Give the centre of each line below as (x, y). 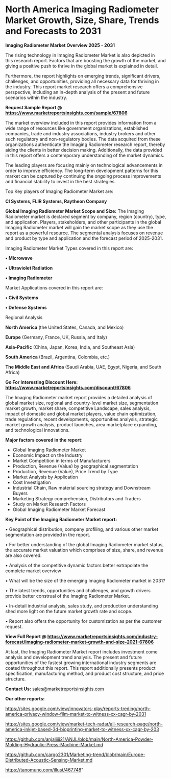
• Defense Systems (26, 307)
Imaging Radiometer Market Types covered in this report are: (69, 248)
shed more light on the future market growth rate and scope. (69, 611)
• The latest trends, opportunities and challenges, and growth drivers (78, 590)
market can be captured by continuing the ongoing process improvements (83, 176)
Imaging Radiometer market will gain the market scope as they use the (79, 227)
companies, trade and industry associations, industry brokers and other (80, 133)
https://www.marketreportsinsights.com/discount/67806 (68, 387)
